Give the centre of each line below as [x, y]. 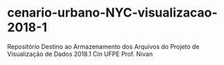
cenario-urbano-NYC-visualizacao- [112, 13]
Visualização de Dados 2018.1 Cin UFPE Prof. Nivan [80, 54]
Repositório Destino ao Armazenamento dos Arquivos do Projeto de [103, 46]
